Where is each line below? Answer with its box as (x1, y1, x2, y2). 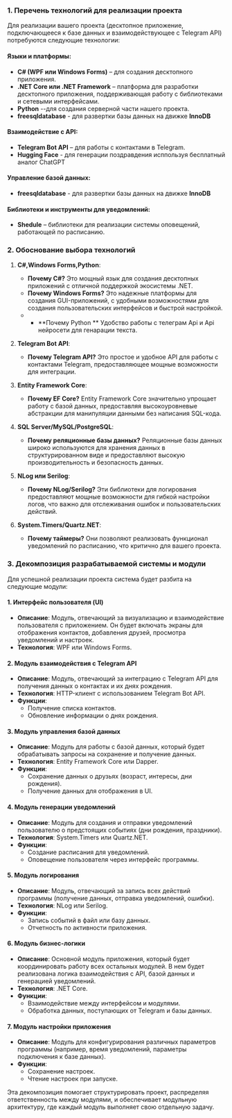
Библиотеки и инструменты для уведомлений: (7, 205, 151, 213)
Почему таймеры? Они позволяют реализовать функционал (27, 534, 208, 543)
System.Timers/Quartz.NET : (17, 521, 102, 529)
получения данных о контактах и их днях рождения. (17, 682, 172, 690)
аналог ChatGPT (17, 158, 66, 166)
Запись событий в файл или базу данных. (27, 916, 151, 924)
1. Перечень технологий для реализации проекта (7, 6, 182, 15)
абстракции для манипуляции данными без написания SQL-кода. (27, 409, 222, 418)
